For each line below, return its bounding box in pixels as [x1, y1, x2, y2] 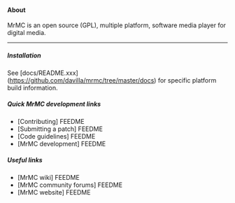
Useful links [7, 155, 43, 164]
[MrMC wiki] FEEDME [17, 174, 80, 182]
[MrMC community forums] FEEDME [17, 181, 123, 189]
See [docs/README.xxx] [7, 69, 78, 77]
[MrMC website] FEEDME [17, 188, 91, 197]
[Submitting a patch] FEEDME [17, 125, 104, 133]
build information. [7, 84, 58, 92]
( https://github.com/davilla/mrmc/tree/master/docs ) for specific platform [7, 76, 217, 85]
